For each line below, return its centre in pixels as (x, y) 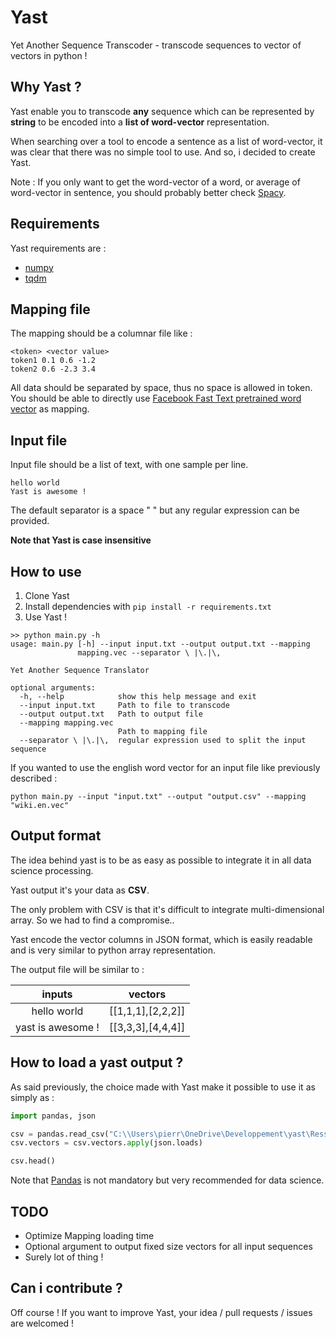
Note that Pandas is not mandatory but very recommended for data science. (167, 1180)
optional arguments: (53, 688)
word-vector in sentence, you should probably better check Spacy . (148, 192)
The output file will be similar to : (77, 969)
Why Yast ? (46, 87)
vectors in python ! (49, 55)
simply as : (32, 1097)
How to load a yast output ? (97, 1062)
